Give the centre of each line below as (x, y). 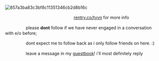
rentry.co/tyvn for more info (101, 17)
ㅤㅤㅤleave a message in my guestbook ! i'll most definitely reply (79, 53)
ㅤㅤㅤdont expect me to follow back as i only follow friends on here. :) (84, 43)
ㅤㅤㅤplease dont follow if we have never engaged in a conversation (83, 28)
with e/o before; (21, 33)
